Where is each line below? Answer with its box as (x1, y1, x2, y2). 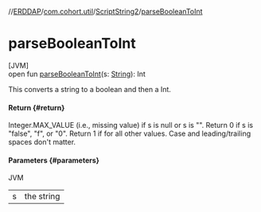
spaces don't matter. (8, 137, 76, 147)
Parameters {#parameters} (8, 155, 99, 165)
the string (24, 191, 60, 202)
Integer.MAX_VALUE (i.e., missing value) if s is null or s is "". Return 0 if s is (8, 121, 253, 130)
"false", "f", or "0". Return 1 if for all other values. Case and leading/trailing (8, 129, 251, 138)
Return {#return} (8, 102, 65, 112)
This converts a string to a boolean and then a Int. (8, 84, 171, 94)
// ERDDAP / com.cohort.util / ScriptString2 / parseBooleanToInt (8, 7, 203, 16)
